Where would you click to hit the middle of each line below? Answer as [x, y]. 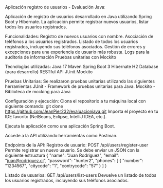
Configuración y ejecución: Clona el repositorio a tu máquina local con [75, 101]
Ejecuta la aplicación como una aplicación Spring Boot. [60, 126]
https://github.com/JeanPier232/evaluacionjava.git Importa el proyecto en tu [82, 111]
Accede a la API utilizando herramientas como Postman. [61, 136]
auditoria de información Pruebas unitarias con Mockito [61, 57]
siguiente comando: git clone [34, 106]
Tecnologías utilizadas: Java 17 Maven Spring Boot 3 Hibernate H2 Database [82, 66]
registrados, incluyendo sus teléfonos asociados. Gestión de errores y [75, 47]
